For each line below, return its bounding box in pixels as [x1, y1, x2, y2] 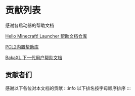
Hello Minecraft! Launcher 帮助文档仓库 [5, 33, 87, 39]
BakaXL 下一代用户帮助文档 [5, 54, 62, 61]
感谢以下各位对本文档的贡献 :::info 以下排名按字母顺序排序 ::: [5, 85, 131, 91]
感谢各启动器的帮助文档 [5, 22, 54, 28]
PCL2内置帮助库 [5, 43, 39, 50]
